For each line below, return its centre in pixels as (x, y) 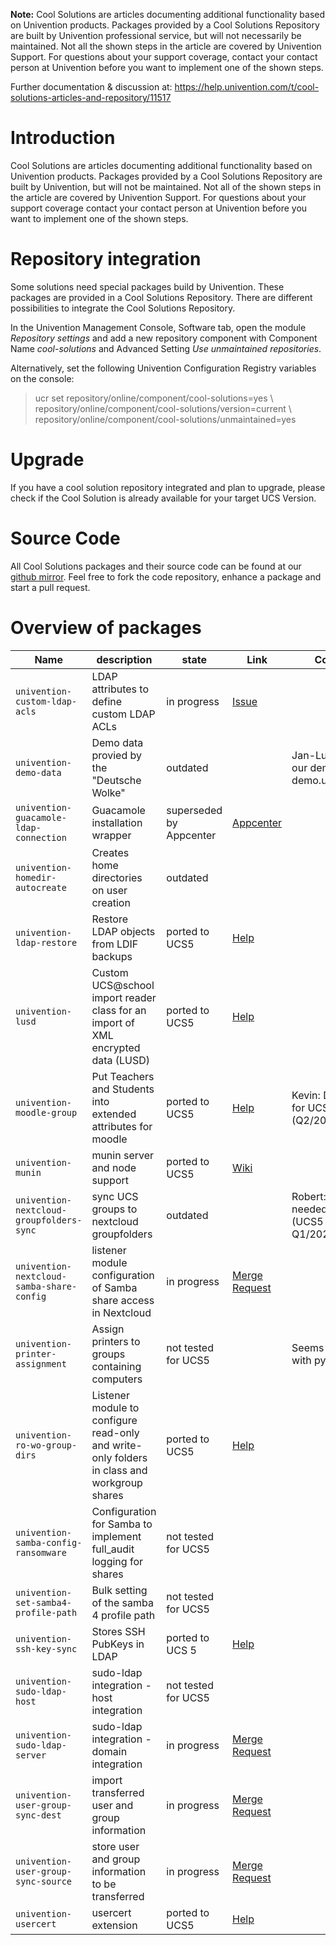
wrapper (111, 835)
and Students (123, 1089)
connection (41, 837)
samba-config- (49, 1542)
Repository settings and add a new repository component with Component (164, 338)
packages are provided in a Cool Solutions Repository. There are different (161, 297)
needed (309, 1209)
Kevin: (306, 1095)
